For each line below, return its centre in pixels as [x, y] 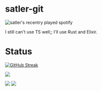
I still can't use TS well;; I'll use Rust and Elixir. [51, 32]
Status [19, 52]
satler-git [24, 9]
